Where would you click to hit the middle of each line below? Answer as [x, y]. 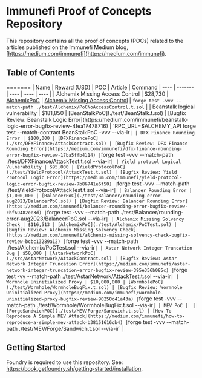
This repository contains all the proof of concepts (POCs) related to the [95, 41]
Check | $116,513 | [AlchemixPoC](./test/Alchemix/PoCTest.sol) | [92, 224]
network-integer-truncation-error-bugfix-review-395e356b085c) [88, 270]
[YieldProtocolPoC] [101, 167]
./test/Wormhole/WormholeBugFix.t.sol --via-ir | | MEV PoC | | [116, 305]
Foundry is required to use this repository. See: [65, 362]
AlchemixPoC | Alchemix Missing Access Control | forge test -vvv [90, 100]
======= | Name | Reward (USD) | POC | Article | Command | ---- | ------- [100, 87]
